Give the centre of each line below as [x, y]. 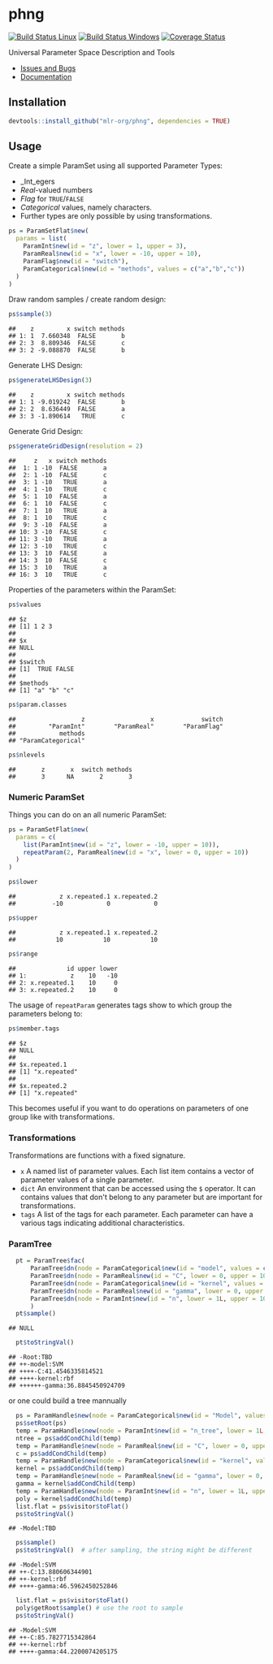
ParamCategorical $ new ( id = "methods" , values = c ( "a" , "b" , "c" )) [134, 269]
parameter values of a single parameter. [87, 1180]
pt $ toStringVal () [45, 1343]
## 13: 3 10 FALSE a [58, 553]
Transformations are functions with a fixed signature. [97, 1155]
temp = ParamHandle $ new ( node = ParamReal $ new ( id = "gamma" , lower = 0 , [140, 1476]
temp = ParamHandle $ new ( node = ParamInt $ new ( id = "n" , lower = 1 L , [132, 1491]
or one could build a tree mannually [68, 1401]
